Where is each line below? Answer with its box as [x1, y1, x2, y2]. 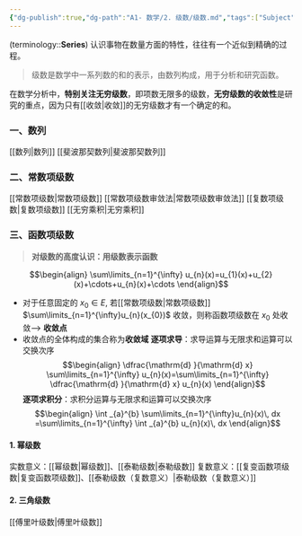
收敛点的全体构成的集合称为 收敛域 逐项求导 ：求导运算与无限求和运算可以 [22, 334, 293, 345]
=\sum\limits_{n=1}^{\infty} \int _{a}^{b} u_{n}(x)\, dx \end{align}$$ [34, 418, 281, 429]
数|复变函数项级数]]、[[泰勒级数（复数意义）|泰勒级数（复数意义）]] [9, 472, 256, 483]
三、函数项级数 [9, 229, 75, 242]
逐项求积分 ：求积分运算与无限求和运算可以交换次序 [22, 394, 212, 405]
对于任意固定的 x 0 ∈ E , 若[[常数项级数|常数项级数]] [22, 297, 211, 310]
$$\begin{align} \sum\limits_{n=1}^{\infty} [29, 268, 184, 279]
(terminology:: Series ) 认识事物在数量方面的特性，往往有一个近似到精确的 [9, 39, 280, 49]
